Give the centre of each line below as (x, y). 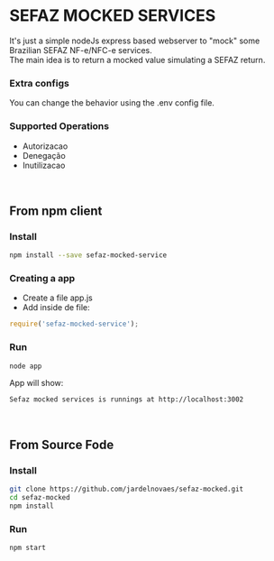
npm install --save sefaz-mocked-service (88, 255)
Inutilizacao (44, 165)
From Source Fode (62, 444)
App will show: (37, 383)
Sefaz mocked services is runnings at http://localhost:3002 (127, 400)
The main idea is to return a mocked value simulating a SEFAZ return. (137, 60)
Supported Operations (59, 126)
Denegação (44, 155)
